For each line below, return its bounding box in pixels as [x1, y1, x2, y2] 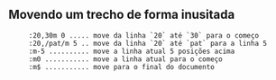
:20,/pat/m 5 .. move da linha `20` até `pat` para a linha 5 [28, 39, 268, 48]
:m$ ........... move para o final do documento [28, 62, 216, 71]
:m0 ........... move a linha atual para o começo [28, 54, 223, 64]
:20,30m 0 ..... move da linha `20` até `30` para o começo [28, 31, 259, 40]
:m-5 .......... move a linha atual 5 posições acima [28, 47, 235, 56]
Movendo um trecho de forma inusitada [8, 7, 235, 22]
